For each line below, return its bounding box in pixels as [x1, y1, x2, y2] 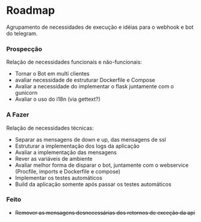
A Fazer [6, 110, 29, 119]
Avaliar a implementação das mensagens [14, 148, 117, 156]
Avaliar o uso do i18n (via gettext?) [14, 95, 100, 103]
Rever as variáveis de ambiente [14, 155, 93, 162]
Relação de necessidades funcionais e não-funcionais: [6, 58, 143, 66]
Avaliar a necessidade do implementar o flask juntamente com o [14, 83, 175, 90]
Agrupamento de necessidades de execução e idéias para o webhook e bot [6, 23, 194, 31]
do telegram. [6, 29, 38, 37]
